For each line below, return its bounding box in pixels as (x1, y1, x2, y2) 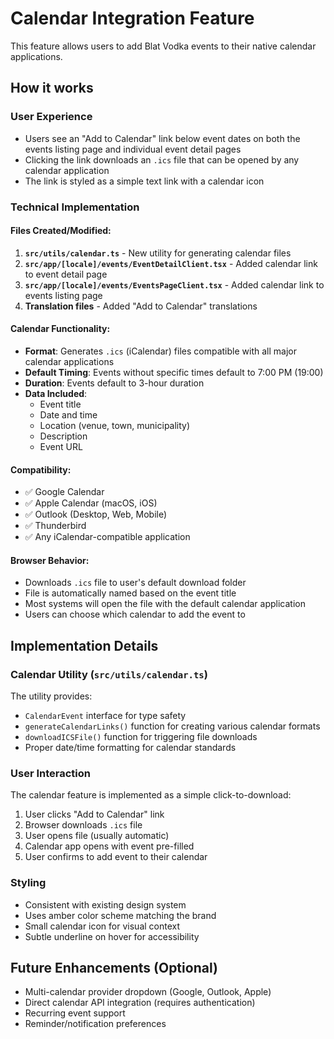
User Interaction (10, 766, 91, 780)
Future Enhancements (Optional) (10, 960, 218, 977)
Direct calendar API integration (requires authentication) (24, 997, 256, 1009)
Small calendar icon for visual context (24, 920, 181, 932)
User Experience (10, 110, 93, 124)
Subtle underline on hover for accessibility (24, 930, 200, 942)
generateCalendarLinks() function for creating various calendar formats (24, 720, 321, 732)
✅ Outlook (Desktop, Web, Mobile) (24, 508, 168, 521)
